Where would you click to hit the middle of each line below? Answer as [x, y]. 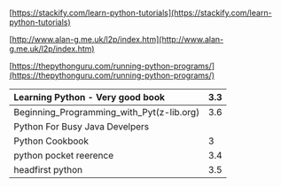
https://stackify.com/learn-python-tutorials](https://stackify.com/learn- [142, 13]
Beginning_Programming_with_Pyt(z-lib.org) [107, 112]
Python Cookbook [51, 141]
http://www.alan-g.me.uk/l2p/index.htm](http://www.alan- [118, 39]
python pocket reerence [63, 156]
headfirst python [48, 170]
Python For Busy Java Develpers [81, 126]
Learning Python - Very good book [90, 97]
